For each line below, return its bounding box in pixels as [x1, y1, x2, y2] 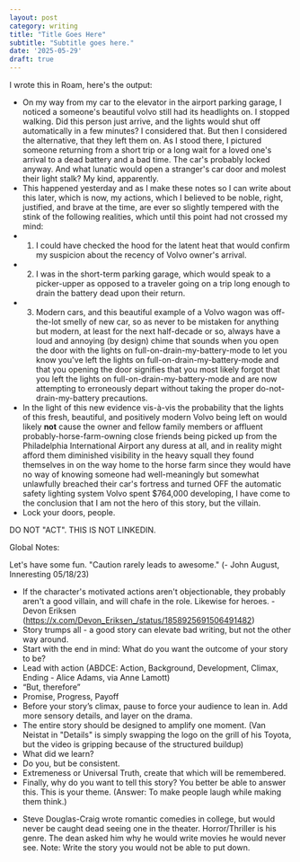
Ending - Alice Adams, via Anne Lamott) [22, 673, 171, 682]
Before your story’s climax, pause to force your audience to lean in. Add [22, 701, 288, 711]
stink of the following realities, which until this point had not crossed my [22, 212, 288, 222]
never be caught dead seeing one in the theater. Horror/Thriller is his [22, 823, 277, 833]
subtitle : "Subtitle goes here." [9, 38, 135, 48]
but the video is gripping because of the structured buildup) [22, 739, 244, 750]
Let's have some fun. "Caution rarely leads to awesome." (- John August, [9, 559, 280, 570]
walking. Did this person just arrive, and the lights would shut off [22, 116, 260, 127]
